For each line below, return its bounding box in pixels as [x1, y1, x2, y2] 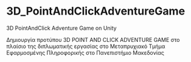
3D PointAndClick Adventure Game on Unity [6, 24, 117, 32]
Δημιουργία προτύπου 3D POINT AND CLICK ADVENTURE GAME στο [6, 36, 180, 43]
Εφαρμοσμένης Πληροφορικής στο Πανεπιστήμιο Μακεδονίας [6, 49, 165, 56]
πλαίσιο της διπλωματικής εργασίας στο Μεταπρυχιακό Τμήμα [6, 43, 165, 50]
